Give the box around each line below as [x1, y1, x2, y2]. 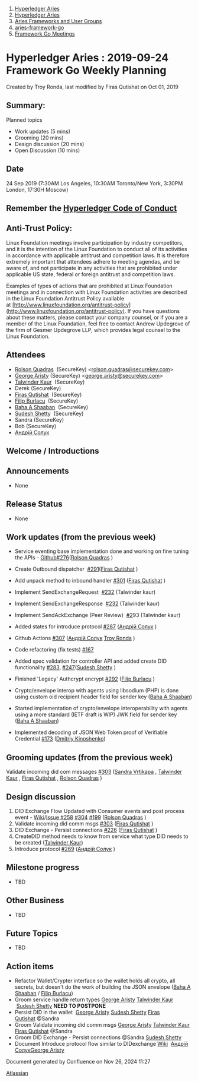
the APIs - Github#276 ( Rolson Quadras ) [14, 554, 113, 561]
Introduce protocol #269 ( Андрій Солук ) [14, 846, 115, 853]
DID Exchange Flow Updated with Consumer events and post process [14, 808, 185, 815]
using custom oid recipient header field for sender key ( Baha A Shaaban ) [14, 693, 193, 700]
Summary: [6, 100, 46, 110]
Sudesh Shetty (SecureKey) [14, 410, 84, 417]
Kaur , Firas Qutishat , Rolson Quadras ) [6, 774, 102, 782]
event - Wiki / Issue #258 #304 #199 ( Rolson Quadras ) [14, 814, 147, 821]
